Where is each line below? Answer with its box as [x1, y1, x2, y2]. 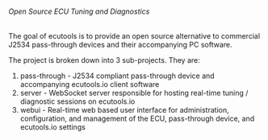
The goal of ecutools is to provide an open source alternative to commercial [8, 31, 261, 41]
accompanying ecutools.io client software [19, 80, 160, 89]
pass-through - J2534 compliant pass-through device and [19, 71, 216, 80]
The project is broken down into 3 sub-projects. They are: [8, 56, 200, 65]
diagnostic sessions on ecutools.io [19, 97, 136, 106]
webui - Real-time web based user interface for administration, [19, 105, 229, 115]
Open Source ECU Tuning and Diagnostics [8, 6, 150, 16]
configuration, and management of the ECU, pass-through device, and [19, 113, 255, 124]
